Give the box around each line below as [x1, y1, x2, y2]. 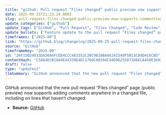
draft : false [5, 62, 32, 67]
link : [5, 39, 16, 44]
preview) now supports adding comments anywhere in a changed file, [5, 89, 147, 96]
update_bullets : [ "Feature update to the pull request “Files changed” [5, 30, 156, 35]
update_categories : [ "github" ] [5, 21, 70, 26]
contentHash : [5, 57, 32, 62]
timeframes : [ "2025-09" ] [5, 35, 56, 40]
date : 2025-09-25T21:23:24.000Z [5, 12, 72, 17]
